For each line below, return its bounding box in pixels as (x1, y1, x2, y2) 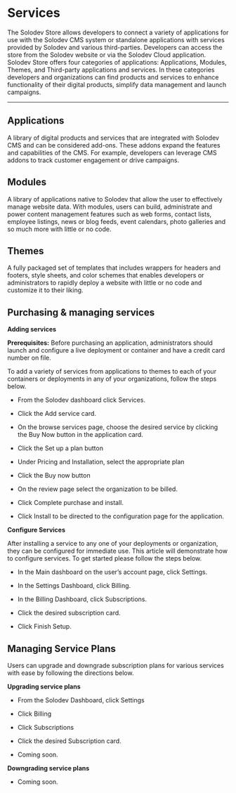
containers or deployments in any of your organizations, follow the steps (7, 374, 217, 384)
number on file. (7, 353, 51, 362)
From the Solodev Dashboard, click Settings (17, 696, 145, 704)
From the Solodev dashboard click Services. (17, 395, 146, 405)
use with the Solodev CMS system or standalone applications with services (7, 35, 225, 44)
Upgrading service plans (7, 683, 81, 690)
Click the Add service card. (17, 409, 97, 418)
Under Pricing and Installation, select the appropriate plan (17, 458, 185, 466)
